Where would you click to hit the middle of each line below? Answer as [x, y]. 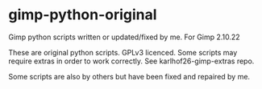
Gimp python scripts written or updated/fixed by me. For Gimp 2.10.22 [124, 37]
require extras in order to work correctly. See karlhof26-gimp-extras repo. [131, 61]
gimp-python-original [83, 15]
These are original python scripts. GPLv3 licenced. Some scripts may [123, 52]
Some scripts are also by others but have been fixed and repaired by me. [129, 76]
